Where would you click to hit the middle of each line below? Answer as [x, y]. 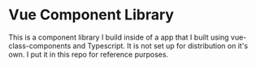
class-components [40, 45]
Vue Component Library [91, 15]
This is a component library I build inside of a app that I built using [119, 37]
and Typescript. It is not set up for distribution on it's [161, 45]
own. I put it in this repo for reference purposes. [89, 54]
